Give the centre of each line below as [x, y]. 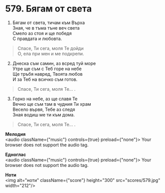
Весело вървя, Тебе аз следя [44, 109]
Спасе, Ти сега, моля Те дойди [50, 48]
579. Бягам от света [48, 9]
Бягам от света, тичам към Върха [49, 23]
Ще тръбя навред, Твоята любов [47, 74]
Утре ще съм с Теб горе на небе [47, 69]
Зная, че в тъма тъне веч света [46, 28]
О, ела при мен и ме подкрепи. [51, 54]
